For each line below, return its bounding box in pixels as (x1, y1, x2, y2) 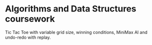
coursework (5, 13, 55, 24)
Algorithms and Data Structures (5, 3, 136, 14)
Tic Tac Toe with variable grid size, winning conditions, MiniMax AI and (5, 29, 148, 35)
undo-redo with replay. (5, 34, 51, 40)
